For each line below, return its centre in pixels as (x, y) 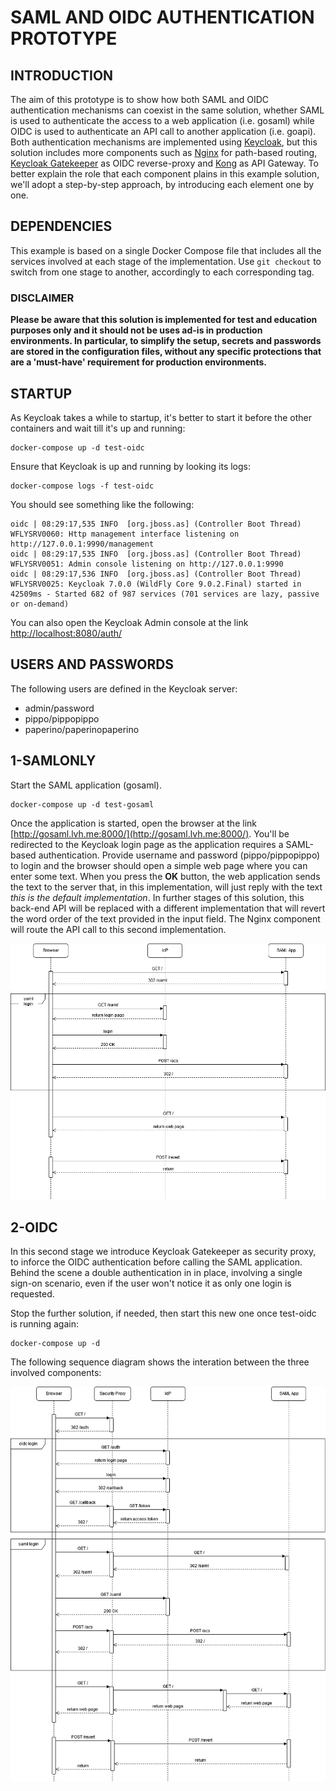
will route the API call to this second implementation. (118, 929)
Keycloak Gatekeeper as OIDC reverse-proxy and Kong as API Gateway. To (164, 163)
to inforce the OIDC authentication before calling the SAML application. (156, 1262)
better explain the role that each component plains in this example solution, (165, 174)
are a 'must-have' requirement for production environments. (138, 362)
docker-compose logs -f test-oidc (82, 486)
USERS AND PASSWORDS (92, 664)
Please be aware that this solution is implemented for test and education (164, 320)
